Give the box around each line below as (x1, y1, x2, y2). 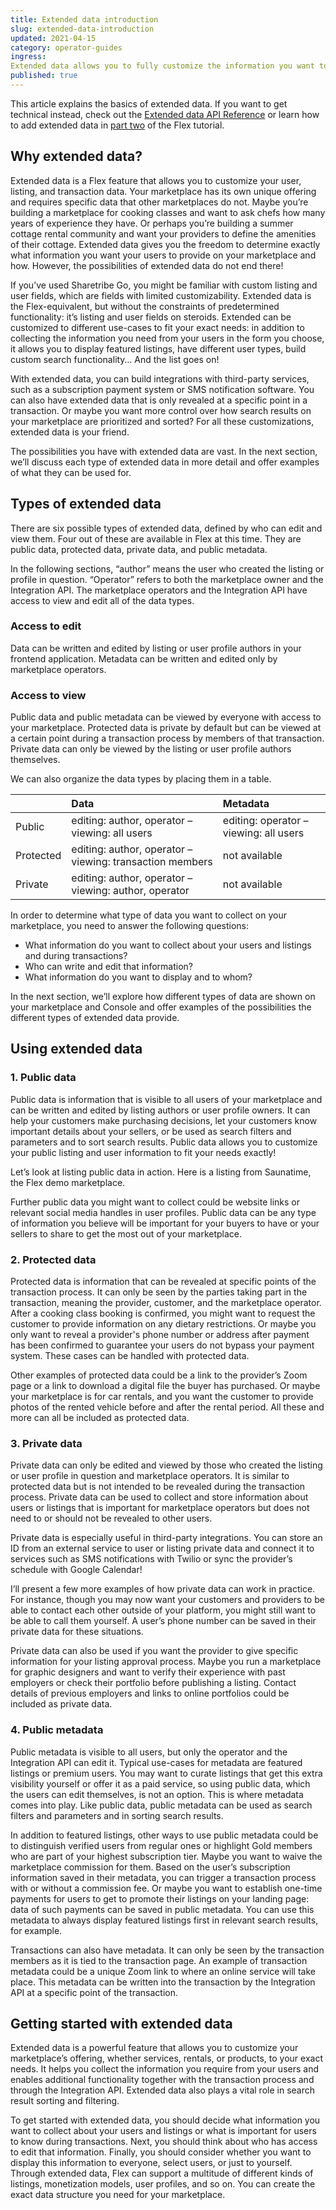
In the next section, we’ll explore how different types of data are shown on (10, 991, 316, 1003)
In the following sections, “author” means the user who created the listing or (10, 562, 325, 575)
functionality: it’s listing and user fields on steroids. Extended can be (10, 311, 292, 323)
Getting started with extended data (10, 2016, 233, 2033)
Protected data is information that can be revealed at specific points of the (10, 1276, 317, 1288)
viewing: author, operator (71, 884, 190, 898)
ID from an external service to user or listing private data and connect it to (10, 1542, 315, 1555)
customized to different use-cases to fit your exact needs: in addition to (10, 321, 305, 333)
